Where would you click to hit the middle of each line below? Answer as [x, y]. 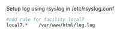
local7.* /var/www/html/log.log [51, 25]
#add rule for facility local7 [45, 20]
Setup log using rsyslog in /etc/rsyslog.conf [60, 9]
